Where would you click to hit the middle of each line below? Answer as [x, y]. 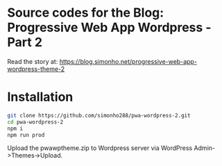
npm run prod [26, 135]
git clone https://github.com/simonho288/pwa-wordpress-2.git [99, 115]
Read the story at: [33, 61]
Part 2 [25, 42]
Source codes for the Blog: [86, 13]
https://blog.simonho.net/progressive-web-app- [128, 61]
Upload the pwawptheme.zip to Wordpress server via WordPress [100, 148]
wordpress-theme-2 [36, 69]
